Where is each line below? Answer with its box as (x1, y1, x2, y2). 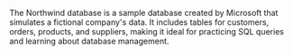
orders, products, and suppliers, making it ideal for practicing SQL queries (9, 27, 284, 36)
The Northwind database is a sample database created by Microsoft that (9, 8, 279, 18)
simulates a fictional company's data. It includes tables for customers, (9, 17, 270, 27)
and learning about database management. (9, 35, 169, 46)
